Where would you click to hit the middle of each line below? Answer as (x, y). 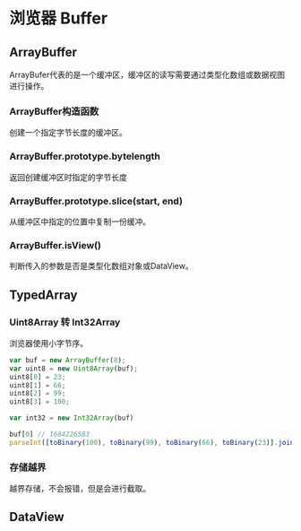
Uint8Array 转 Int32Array (65, 322)
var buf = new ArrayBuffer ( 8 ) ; (68, 360)
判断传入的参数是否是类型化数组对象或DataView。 (102, 266)
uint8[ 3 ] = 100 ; (39, 402)
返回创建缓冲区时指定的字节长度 (68, 177)
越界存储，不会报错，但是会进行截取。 (80, 489)
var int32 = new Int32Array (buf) (72, 418)
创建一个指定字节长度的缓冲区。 (68, 133)
